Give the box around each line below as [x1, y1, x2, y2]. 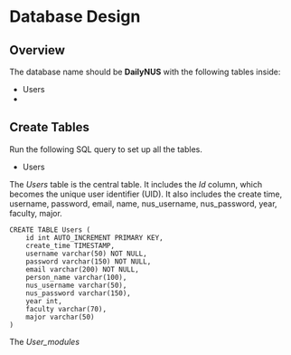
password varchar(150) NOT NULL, [25, 256, 152, 266]
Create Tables [9, 120, 90, 135]
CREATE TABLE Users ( [9, 225, 91, 235]
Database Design [9, 6, 141, 27]
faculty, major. [9, 207, 63, 218]
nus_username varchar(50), [25, 281, 127, 290]
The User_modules [9, 336, 80, 347]
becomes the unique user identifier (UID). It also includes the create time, [9, 188, 283, 199]
